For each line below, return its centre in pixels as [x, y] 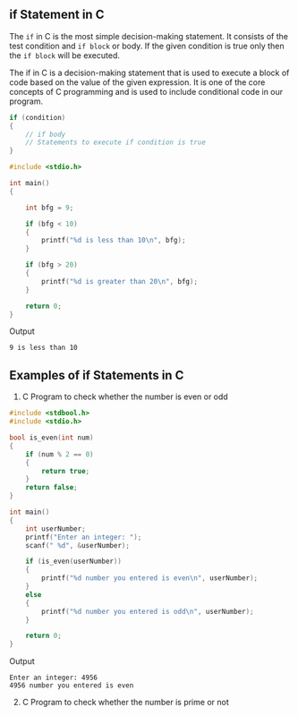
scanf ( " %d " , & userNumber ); [77, 545]
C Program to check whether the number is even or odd [125, 396]
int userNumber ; [56, 528]
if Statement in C [57, 15]
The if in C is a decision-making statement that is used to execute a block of [149, 72]
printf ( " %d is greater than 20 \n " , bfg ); [120, 281]
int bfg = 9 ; [50, 208]
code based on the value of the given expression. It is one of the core [137, 82]
